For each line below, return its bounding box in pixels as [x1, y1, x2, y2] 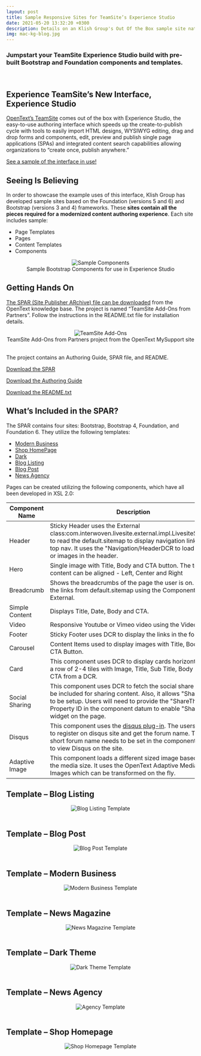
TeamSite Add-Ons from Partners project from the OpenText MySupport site [7, 336, 194, 343]
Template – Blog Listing [6, 789, 95, 799]
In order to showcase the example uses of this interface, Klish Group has [6, 191, 185, 198]
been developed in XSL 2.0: [6, 490, 75, 497]
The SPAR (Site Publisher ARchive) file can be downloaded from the [6, 298, 173, 306]
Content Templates [14, 241, 62, 249]
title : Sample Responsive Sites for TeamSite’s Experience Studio [6, 14, 175, 20]
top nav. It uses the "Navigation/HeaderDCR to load [50, 544, 194, 552]
